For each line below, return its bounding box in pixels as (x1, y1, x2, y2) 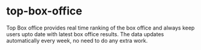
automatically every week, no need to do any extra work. (6, 37, 148, 44)
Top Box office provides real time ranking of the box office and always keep (6, 24, 195, 31)
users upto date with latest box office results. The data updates (6, 30, 165, 37)
